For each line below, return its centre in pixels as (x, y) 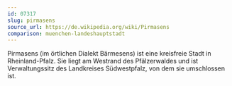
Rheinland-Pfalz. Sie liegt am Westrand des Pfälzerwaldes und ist (103, 61)
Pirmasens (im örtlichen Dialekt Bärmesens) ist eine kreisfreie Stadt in (109, 54)
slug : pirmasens (31, 20)
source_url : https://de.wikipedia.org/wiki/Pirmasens (89, 27)
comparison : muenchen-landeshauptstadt (66, 33)
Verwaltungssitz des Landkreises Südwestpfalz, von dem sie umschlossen (116, 68)
